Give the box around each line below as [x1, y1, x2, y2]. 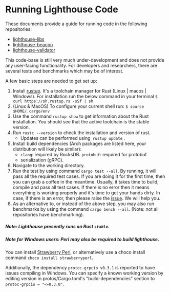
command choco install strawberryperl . [5, 254, 94, 261]
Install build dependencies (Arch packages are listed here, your [12, 140, 146, 147]
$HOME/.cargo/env [12, 108, 50, 114]
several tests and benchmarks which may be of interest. [5, 68, 124, 74]
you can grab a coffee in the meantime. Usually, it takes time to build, [12, 178, 159, 185]
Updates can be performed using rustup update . [20, 135, 125, 141]
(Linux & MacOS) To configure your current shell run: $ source [12, 103, 144, 109]
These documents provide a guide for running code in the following [5, 21, 147, 27]
